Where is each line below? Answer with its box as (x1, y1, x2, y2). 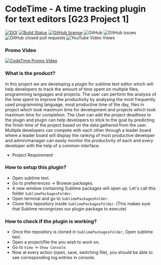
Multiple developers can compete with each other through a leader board (5, 127, 151, 133)
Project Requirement (12, 152, 53, 158)
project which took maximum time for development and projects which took (5, 106, 156, 112)
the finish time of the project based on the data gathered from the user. (5, 122, 147, 128)
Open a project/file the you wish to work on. (12, 239, 100, 245)
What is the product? (5, 70, 56, 77)
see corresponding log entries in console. (12, 255, 96, 261)
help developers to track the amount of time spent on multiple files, (5, 86, 139, 92)
